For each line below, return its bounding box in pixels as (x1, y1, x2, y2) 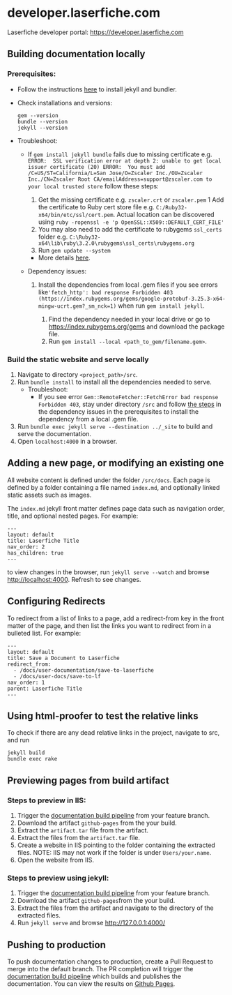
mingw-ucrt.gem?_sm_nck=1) (38, 302, 117, 310)
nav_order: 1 (7, 679, 45, 686)
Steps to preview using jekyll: (7, 873, 109, 883)
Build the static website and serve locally (7, 354, 149, 364)
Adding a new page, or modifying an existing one (7, 457, 224, 469)
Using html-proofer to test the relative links (7, 710, 199, 721)
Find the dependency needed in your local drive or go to (48, 315, 210, 323)
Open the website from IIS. (17, 856, 95, 865)
